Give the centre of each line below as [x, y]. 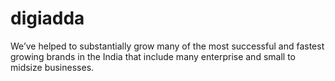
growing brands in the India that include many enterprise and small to [153, 56]
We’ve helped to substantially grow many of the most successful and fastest [167, 46]
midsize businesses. [52, 67]
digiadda [47, 18]
